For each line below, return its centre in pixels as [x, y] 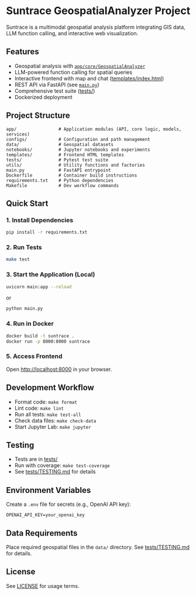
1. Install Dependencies [40, 220]
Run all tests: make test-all [48, 414]
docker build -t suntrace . [40, 336]
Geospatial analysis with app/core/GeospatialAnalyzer [80, 66]
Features [23, 52]
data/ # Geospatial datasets [60, 144]
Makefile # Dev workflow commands [62, 185]
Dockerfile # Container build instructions [72, 175]
